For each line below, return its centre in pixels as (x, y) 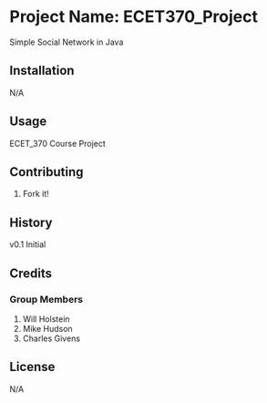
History (31, 222)
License (32, 367)
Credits (31, 273)
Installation (42, 71)
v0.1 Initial (28, 244)
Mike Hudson (47, 328)
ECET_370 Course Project (58, 143)
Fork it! (36, 194)
